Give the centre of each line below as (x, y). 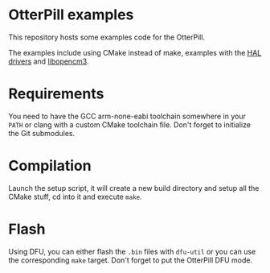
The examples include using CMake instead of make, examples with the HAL (135, 52)
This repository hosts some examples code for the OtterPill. (107, 37)
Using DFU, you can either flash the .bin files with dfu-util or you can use (132, 251)
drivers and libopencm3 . (49, 61)
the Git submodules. (42, 133)
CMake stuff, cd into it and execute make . (75, 196)
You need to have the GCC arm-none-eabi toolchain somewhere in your (127, 116)
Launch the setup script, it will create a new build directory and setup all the (134, 188)
